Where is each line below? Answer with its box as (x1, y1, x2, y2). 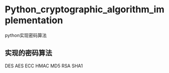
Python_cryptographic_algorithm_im (5, 4, 165, 15)
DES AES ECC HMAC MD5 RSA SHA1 (5, 63, 83, 69)
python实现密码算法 (5, 32, 47, 38)
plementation (5, 14, 63, 26)
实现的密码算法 (5, 49, 52, 58)
